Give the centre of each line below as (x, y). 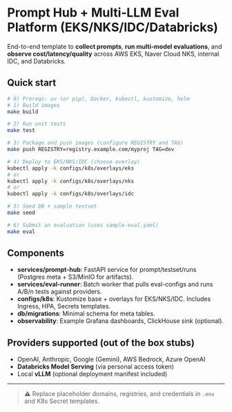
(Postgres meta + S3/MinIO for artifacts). (75, 277)
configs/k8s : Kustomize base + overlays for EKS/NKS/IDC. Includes (114, 299)
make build (23, 112)
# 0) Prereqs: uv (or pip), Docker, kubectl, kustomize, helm (98, 99)
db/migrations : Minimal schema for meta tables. (86, 314)
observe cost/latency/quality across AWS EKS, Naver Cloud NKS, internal (113, 54)
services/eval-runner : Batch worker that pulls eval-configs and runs (115, 284)
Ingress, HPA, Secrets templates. (64, 306)
